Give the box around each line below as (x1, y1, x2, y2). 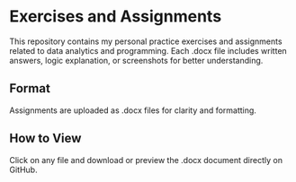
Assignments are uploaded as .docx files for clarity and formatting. (9, 105, 256, 116)
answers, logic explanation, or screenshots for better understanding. (9, 55, 264, 65)
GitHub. (9, 164, 38, 175)
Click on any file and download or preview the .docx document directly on (9, 154, 283, 165)
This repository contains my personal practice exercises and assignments (9, 36, 283, 47)
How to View (9, 131, 82, 146)
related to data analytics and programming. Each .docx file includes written (9, 45, 288, 56)
